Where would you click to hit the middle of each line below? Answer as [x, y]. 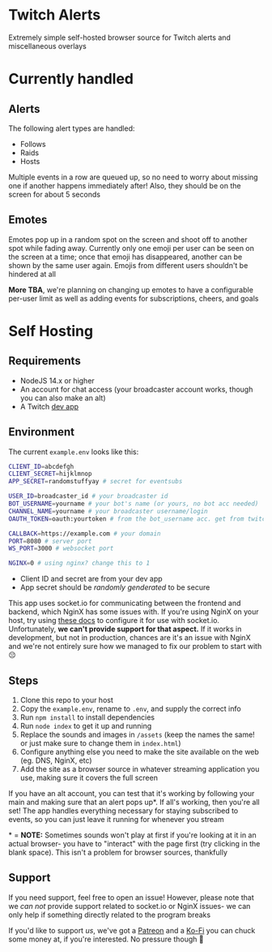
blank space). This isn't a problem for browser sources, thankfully [118, 852]
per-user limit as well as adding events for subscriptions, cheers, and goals [134, 298]
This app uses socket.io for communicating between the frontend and [125, 604]
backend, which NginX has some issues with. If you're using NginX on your [134, 612]
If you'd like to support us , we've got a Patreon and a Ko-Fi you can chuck [132, 930]
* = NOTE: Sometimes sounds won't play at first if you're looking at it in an [132, 835]
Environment [42, 432]
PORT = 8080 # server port [50, 541]
